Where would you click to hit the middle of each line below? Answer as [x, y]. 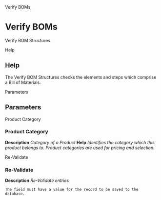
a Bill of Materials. [23, 82]
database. [15, 194]
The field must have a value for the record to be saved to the [72, 190]
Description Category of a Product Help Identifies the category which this [80, 142]
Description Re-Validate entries [37, 180]
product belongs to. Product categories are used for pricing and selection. [80, 148]
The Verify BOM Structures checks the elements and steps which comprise [81, 77]
